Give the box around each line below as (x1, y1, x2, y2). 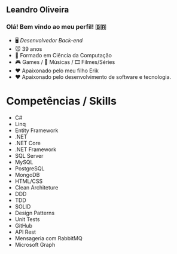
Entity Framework (14, 127, 59, 134)
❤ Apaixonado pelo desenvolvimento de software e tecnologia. (14, 73, 172, 80)
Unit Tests (14, 215, 40, 223)
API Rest (14, 228, 36, 235)
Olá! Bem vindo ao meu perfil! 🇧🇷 (6, 23, 106, 31)
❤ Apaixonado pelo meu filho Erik (14, 67, 99, 74)
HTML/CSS (14, 178, 43, 185)
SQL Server (14, 152, 44, 159)
